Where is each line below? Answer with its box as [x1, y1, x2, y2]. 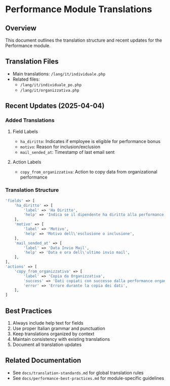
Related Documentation [5, 356, 81, 365]
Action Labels [12, 159, 41, 165]
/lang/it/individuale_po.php [20, 82, 82, 87]
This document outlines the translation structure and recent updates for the [5, 37, 162, 43]
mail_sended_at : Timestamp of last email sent [20, 149, 115, 155]
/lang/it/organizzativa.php [20, 88, 79, 93]
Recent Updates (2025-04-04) [5, 101, 105, 110]
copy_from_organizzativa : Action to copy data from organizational [20, 168, 158, 174]
